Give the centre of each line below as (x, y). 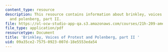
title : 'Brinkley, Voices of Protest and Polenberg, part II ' (72, 38)
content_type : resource (30, 10)
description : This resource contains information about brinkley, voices (84, 14)
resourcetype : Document (30, 33)
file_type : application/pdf (34, 28)
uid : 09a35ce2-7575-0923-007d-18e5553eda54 (51, 42)
